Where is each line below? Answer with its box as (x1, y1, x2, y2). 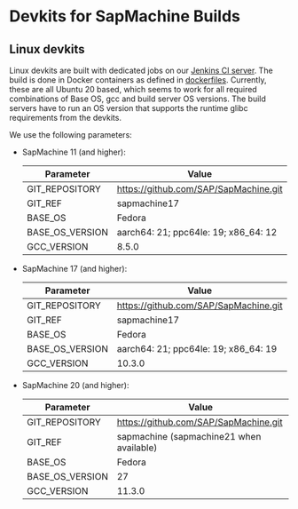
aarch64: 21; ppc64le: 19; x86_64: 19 (116, 343, 278, 354)
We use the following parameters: (9, 130, 133, 139)
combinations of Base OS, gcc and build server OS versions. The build (9, 93, 266, 104)
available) (116, 441, 158, 454)
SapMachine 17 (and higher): (21, 264, 128, 274)
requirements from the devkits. (9, 113, 122, 123)
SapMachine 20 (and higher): (21, 380, 129, 390)
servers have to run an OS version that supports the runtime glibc (9, 103, 248, 113)
